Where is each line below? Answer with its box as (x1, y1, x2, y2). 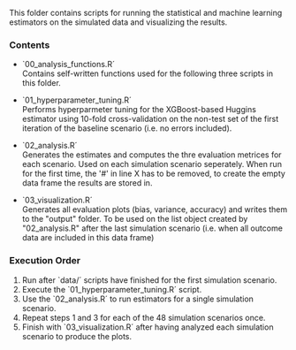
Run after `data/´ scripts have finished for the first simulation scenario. (21, 274, 277, 285)
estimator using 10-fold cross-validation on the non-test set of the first (21, 114, 279, 125)
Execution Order (9, 255, 81, 267)
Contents (9, 39, 50, 51)
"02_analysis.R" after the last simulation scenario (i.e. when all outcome (21, 223, 283, 233)
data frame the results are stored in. (21, 178, 153, 188)
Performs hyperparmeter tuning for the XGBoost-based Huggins (21, 104, 256, 115)
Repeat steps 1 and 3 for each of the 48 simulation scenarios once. (21, 312, 266, 323)
